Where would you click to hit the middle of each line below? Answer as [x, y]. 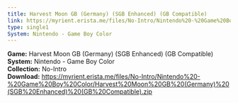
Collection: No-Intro [37, 69]
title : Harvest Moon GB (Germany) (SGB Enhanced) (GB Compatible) [107, 14]
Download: [24, 77]
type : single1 [28, 27]
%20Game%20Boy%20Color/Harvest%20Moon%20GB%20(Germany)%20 [119, 84]
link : [15, 21]
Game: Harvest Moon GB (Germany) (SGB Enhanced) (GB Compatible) [110, 54]
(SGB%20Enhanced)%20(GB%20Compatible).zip [80, 92]
